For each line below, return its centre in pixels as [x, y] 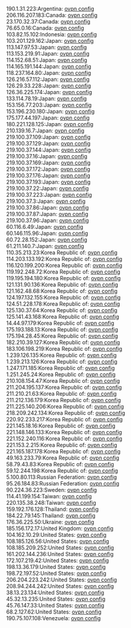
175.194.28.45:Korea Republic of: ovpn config [62, 336]
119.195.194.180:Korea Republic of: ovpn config [64, 278]
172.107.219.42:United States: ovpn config [58, 560]
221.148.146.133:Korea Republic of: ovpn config [64, 432]
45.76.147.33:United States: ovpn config [55, 605]
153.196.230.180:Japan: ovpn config [50, 111]
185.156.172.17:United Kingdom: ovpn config [60, 528]
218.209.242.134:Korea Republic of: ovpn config [66, 413]
